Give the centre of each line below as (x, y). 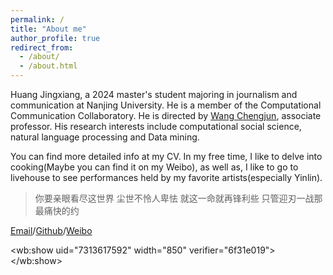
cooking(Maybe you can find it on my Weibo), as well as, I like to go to (154, 167)
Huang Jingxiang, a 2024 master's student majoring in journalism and (154, 94)
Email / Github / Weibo (51, 230)
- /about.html (48, 66)
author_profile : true (55, 38)
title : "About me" (48, 29)
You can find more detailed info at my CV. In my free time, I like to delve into (166, 156)
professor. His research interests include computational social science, (156, 126)
